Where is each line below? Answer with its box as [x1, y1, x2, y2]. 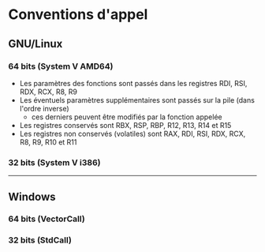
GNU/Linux [8, 37, 63, 51]
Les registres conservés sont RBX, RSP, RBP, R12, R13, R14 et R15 [19, 120, 232, 130]
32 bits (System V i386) [8, 156, 101, 167]
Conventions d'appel [8, 6, 148, 24]
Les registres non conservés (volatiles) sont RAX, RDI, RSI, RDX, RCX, [19, 129, 246, 138]
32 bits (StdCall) [8, 235, 73, 246]
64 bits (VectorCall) [8, 213, 85, 224]
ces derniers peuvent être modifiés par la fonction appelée [31, 112, 222, 122]
